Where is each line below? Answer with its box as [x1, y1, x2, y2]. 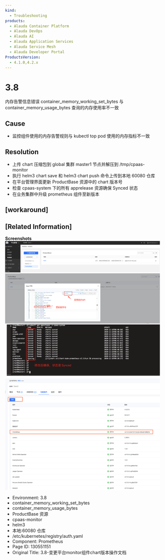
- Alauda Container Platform [9, 24, 69, 29]
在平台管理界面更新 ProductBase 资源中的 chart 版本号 [12, 179, 123, 185]
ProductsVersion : [5, 55, 41, 60]
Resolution [5, 148, 39, 156]
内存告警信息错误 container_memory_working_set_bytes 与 [5, 99, 124, 104]
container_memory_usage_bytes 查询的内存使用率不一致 [5, 105, 119, 111]
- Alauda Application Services [9, 39, 74, 44]
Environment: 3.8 [12, 494, 47, 500]
